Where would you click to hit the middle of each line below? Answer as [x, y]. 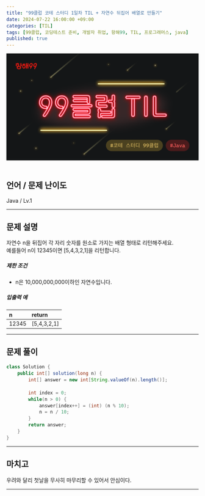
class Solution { [28, 367]
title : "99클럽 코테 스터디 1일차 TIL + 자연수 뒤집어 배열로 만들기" [85, 13]
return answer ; [48, 425]
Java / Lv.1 [19, 200]
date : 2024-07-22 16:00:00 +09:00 [50, 19]
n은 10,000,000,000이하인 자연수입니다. [63, 282]
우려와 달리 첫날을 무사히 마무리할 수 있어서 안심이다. [69, 480]
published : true [27, 39]
